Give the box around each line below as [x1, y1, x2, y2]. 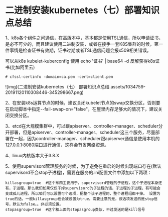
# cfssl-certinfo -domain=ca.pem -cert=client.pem [5, 74, 113, 79]
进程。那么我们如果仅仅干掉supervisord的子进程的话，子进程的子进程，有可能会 [16, 185, 160, 191]
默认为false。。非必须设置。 [12, 201, 64, 206]
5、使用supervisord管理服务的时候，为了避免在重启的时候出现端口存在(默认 [5, 163, 161, 169]
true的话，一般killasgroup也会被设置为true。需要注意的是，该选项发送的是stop [5, 196, 154, 201]
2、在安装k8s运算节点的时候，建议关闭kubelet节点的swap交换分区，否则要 [5, 99, 160, 105]
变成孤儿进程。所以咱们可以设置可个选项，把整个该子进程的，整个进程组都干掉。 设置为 [5, 191, 160, 196]
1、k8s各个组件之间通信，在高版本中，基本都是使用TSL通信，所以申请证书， [5, 35, 163, 41]
